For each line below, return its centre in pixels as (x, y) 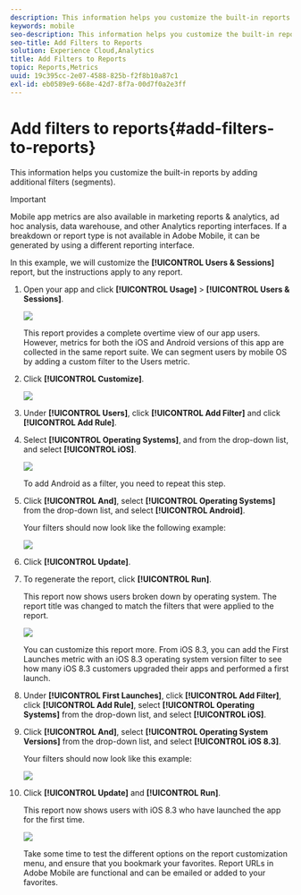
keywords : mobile (42, 26)
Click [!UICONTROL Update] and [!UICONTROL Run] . (122, 792)
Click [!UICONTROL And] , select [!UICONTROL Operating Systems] (149, 500)
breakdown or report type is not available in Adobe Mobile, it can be (135, 235)
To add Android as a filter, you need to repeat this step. (124, 483)
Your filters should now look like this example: (107, 758)
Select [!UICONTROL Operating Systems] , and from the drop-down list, (156, 439)
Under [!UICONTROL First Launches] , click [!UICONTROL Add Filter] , (152, 695)
